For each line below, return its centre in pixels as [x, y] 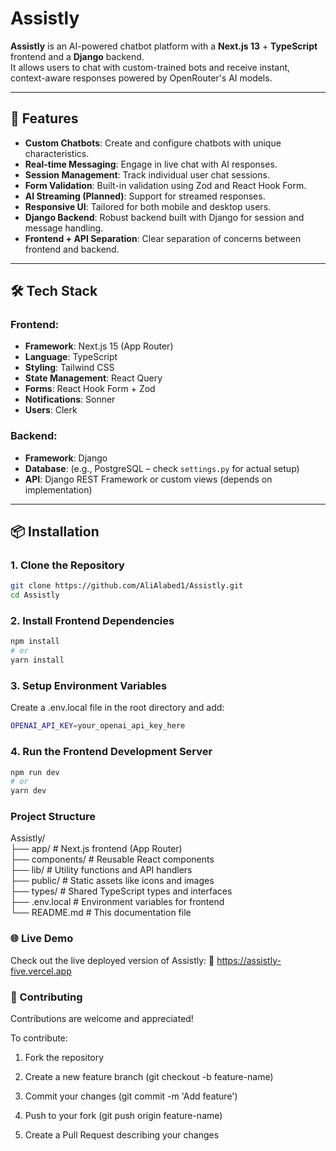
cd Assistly [35, 595]
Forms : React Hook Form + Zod [90, 389]
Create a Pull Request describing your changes [122, 1135]
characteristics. [57, 153]
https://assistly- [249, 960]
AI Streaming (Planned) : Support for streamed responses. [145, 196]
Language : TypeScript [71, 357]
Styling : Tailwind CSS [69, 368]
